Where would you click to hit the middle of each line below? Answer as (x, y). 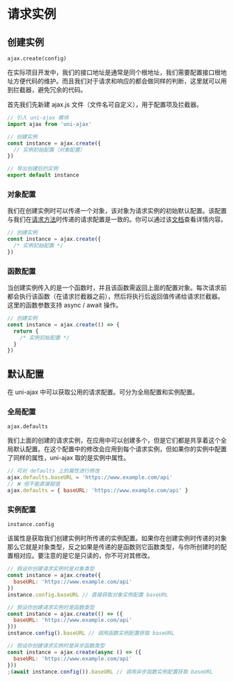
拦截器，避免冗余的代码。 (50, 90)
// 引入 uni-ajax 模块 (38, 118)
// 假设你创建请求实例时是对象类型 (51, 569)
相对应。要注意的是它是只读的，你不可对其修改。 (83, 556)
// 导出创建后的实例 (33, 169)
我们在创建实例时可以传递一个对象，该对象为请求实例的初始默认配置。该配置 (117, 211)
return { (26, 331)
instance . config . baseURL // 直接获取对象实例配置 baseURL (88, 595)
